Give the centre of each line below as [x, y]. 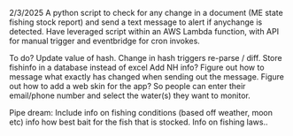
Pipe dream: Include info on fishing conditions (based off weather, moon [141, 113]
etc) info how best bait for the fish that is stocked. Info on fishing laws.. [139, 122]
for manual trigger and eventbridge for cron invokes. [105, 41]
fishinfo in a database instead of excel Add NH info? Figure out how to [137, 67]
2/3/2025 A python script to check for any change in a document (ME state [146, 13]
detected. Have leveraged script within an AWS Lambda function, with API [144, 31]
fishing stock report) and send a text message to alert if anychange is [136, 22]
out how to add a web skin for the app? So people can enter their [127, 86]
